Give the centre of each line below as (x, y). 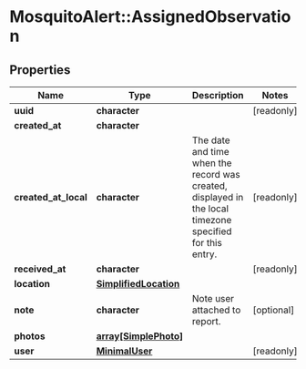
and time (210, 152)
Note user (213, 298)
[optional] (274, 310)
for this (207, 243)
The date (211, 140)
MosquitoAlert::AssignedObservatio (150, 17)
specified (212, 231)
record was (216, 174)
